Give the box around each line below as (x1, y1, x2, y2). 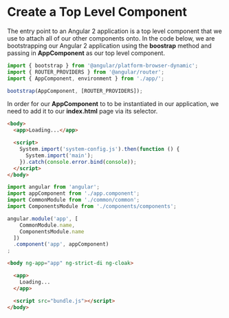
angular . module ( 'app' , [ (7, 215, 78, 222)
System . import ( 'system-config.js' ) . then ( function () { (19, 146, 180, 153)
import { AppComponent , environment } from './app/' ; (7, 75, 165, 82)
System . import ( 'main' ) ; (25, 152, 94, 159)
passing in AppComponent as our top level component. (7, 49, 165, 57)
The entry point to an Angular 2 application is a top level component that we (7, 27, 222, 35)
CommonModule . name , (19, 222, 76, 229)
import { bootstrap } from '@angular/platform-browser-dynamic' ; (7, 62, 198, 69)
